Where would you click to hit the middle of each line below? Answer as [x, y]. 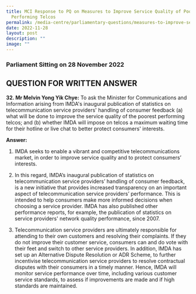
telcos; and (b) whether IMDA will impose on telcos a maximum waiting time [97, 122]
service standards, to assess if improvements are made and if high [94, 279]
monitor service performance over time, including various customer [96, 273]
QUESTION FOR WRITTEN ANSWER [72, 83]
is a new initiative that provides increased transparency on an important [100, 187]
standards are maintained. [46, 286]
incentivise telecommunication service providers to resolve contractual [100, 261]
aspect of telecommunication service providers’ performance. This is [97, 193]
